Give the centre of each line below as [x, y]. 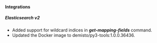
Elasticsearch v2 [22, 18]
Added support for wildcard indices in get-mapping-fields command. [82, 30]
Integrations [18, 7]
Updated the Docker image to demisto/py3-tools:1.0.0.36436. [73, 35]
